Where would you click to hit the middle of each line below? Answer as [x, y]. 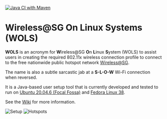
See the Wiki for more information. [40, 102]
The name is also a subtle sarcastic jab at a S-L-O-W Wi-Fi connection [78, 72]
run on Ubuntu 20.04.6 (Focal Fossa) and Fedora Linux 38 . [65, 92]
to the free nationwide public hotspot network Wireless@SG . [67, 62]
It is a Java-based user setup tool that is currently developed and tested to [82, 87]
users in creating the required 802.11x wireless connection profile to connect [83, 57]
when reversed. [21, 77]
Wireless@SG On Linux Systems [74, 28]
